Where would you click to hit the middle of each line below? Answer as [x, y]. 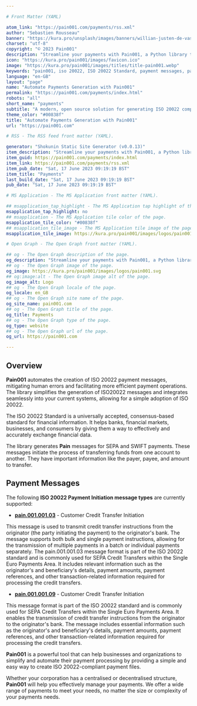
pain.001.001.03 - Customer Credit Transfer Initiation [79, 515]
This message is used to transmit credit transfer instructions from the [90, 526]
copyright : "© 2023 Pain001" [42, 49]
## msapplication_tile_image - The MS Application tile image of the [93, 228]
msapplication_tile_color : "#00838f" [52, 223]
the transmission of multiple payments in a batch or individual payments [93, 545]
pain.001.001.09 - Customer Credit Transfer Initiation [79, 594]
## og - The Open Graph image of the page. [60, 265]
